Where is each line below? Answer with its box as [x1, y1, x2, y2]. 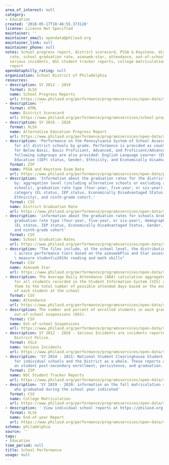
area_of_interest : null [5, 7, 55, 13]
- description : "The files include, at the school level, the [5, 246, 138, 251]
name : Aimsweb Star [10, 265, 51, 270]
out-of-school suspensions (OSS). [14, 312, 87, 317]
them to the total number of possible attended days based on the [14, 284, 156, 289]
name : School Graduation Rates [10, 237, 75, 242]
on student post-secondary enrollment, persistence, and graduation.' [14, 363, 165, 368]
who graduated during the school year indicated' [14, 386, 121, 392]
